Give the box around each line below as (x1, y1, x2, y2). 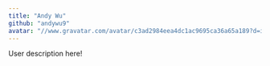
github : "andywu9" (8, 19, 70, 27)
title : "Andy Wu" (8, 11, 67, 20)
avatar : (8, 27, 35, 35)
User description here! (8, 49, 83, 59)
